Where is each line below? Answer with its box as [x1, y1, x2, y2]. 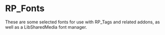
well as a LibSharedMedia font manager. [5, 24, 87, 30]
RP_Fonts [5, 3, 45, 14]
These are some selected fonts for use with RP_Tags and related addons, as [5, 19, 160, 25]
